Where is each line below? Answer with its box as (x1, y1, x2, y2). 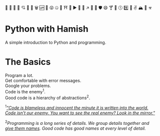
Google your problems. (5, 83, 51, 89)
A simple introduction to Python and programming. (5, 39, 107, 45)
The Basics (5, 57, 51, 68)
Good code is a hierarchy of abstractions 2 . (5, 94, 90, 101)
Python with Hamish (5, 24, 89, 34)
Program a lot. (5, 72, 34, 78)
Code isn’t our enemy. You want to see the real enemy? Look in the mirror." (5, 110, 155, 116)
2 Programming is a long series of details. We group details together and (5, 119, 150, 126)
